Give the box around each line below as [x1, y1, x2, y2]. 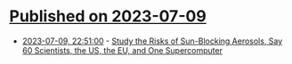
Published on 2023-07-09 [9, 6, 207, 27]
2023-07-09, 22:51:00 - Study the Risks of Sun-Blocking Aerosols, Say [21, 36, 283, 46]
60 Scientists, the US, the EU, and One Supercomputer [21, 44, 223, 55]
